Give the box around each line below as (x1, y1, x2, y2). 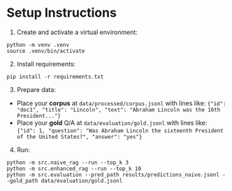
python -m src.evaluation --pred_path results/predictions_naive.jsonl (6, 171, 219, 178)
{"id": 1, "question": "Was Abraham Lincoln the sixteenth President (16, 127, 224, 134)
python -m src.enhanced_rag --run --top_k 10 (6, 165, 141, 172)
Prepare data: (16, 85, 57, 93)
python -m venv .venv (6, 41, 70, 48)
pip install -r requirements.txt (6, 73, 104, 80)
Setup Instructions (6, 5, 117, 21)
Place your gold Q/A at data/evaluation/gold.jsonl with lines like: (16, 119, 208, 127)
